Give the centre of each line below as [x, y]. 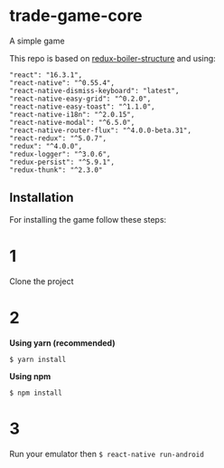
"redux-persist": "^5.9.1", [62, 162]
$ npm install [36, 393]
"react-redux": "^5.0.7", [58, 138]
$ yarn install [38, 359]
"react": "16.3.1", [46, 75]
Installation [42, 198]
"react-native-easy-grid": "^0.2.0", [80, 99]
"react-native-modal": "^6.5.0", [72, 122]
